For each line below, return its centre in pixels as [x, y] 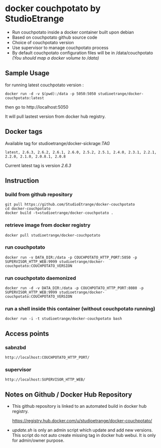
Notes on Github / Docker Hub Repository [68, 394]
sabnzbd [16, 347]
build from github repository [39, 194]
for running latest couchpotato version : [44, 85]
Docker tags [24, 132]
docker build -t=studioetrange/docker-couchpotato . [59, 213]
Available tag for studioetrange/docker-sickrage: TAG [58, 143]
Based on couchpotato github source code [55, 37]
